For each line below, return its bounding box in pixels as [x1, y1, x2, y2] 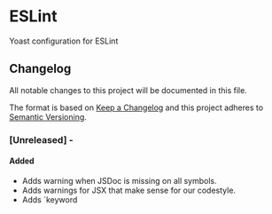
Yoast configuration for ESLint [9, 36, 119, 46]
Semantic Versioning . [9, 111, 87, 122]
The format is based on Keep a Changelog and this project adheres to [9, 102, 264, 113]
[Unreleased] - [9, 133, 74, 146]
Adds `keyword [21, 194, 78, 205]
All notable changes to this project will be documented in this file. [9, 84, 248, 95]
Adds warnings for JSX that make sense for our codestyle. [21, 185, 237, 195]
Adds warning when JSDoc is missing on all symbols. [21, 175, 217, 186]
